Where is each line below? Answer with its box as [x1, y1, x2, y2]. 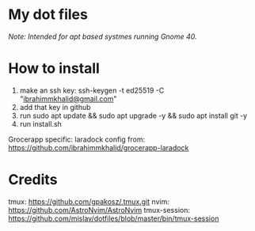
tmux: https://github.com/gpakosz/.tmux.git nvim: [8, 196, 170, 206]
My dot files [8, 6, 89, 24]
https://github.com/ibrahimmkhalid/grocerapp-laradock [8, 142, 189, 152]
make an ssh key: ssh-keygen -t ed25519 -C [19, 85, 165, 95]
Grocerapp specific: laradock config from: [8, 134, 145, 144]
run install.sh [19, 119, 62, 128]
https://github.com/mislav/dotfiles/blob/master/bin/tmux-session [8, 214, 219, 223]
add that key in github [19, 102, 91, 112]
